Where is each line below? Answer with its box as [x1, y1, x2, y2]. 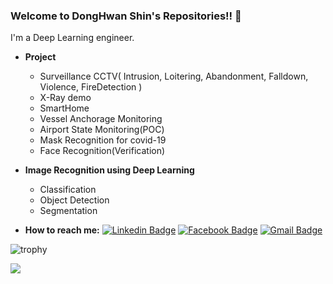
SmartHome [39, 102, 90, 114]
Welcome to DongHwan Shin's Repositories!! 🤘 [10, 9, 242, 23]
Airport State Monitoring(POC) [39, 124, 165, 136]
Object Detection [39, 194, 110, 206]
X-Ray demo [39, 92, 92, 104]
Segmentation [39, 205, 98, 217]
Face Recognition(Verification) [39, 145, 166, 157]
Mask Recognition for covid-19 [39, 134, 167, 146]
